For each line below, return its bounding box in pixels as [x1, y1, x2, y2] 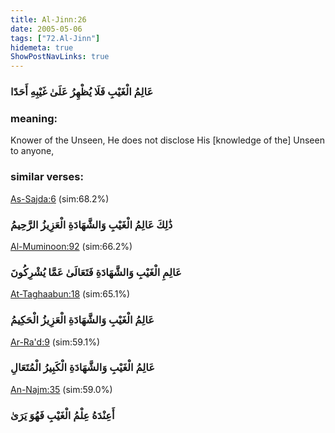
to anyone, [10, 145, 55, 157]
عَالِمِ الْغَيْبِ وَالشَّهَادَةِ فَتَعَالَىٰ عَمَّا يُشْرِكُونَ [10, 265, 182, 279]
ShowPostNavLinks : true [10, 52, 110, 62]
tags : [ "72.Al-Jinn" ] [10, 33, 101, 43]
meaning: [10, 111, 58, 125]
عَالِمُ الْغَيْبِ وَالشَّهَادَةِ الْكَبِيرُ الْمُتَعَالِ [10, 361, 156, 375]
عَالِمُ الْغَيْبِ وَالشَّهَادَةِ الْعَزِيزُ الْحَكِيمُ [10, 313, 155, 327]
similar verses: [10, 170, 84, 184]
